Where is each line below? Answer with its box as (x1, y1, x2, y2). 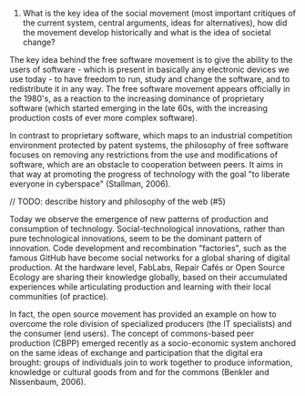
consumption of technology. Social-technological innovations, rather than (9, 223, 285, 234)
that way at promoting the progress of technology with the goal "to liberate (9, 168, 290, 179)
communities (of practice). (9, 291, 109, 301)
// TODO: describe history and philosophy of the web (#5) (9, 196, 226, 207)
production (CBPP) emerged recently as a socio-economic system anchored (9, 338, 297, 349)
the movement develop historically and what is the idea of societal (22, 27, 271, 37)
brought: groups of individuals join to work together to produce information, (9, 357, 293, 368)
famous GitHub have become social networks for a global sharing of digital (9, 252, 290, 263)
